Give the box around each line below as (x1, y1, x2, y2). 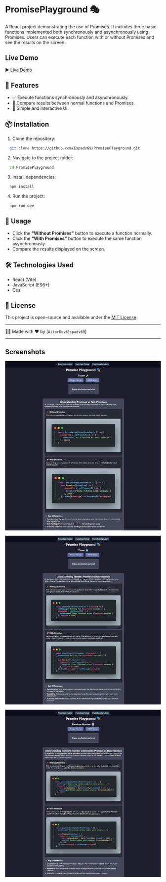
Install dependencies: (12, 174, 56, 180)
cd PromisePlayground (9, 165, 54, 170)
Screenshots (5, 347, 45, 356)
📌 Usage (5, 217, 31, 226)
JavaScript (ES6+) (12, 281, 50, 287)
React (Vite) (12, 277, 37, 282)
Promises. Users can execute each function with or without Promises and (5, 34, 155, 40)
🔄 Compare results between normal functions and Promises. (12, 100, 135, 106)
